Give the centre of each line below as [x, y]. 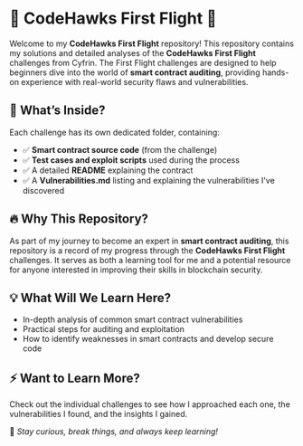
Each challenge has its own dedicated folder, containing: [114, 132]
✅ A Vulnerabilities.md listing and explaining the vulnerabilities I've [149, 180]
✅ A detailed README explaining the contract [108, 170]
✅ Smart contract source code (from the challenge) [120, 149]
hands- [275, 72]
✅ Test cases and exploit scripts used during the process [131, 160]
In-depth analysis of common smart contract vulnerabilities [133, 319]
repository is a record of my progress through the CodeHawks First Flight [147, 250]
